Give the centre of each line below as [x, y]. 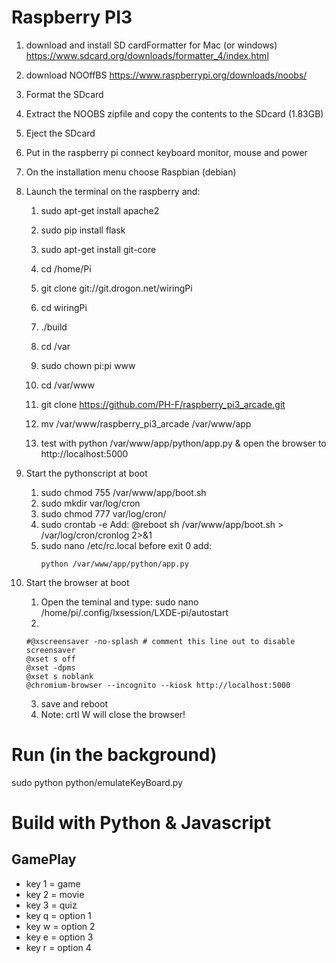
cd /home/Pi [66, 268]
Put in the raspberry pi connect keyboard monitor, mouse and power [166, 152]
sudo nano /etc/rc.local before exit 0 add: [126, 545]
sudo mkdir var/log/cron [90, 503]
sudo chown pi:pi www [88, 365]
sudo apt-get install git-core [98, 249]
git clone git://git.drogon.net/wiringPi [116, 288]
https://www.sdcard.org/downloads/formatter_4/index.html [147, 55]
